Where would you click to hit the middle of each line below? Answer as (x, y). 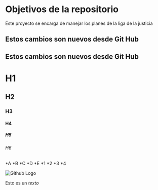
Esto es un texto (22, 183)
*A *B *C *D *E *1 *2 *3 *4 (36, 164)
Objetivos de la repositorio (62, 9)
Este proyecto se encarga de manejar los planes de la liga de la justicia (79, 23)
